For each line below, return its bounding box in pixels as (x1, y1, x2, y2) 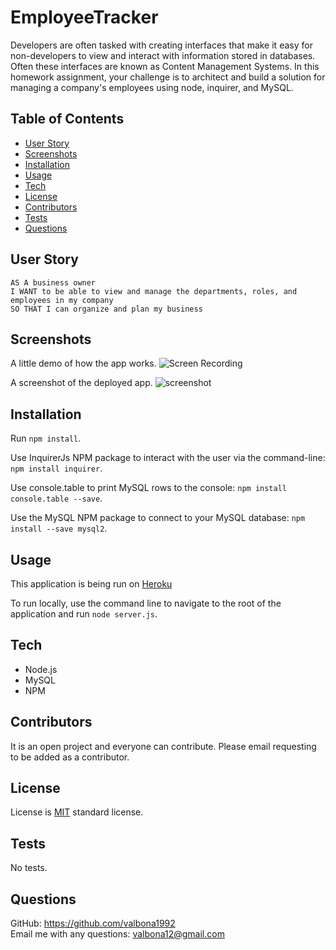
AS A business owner (10, 277, 97, 288)
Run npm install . (10, 432, 82, 445)
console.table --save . (10, 492, 103, 505)
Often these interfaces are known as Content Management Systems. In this (10, 60, 320, 72)
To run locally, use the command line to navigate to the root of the (10, 597, 282, 609)
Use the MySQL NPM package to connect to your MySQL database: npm (10, 512, 306, 524)
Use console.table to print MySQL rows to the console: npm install (10, 482, 287, 494)
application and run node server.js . (10, 608, 158, 620)
